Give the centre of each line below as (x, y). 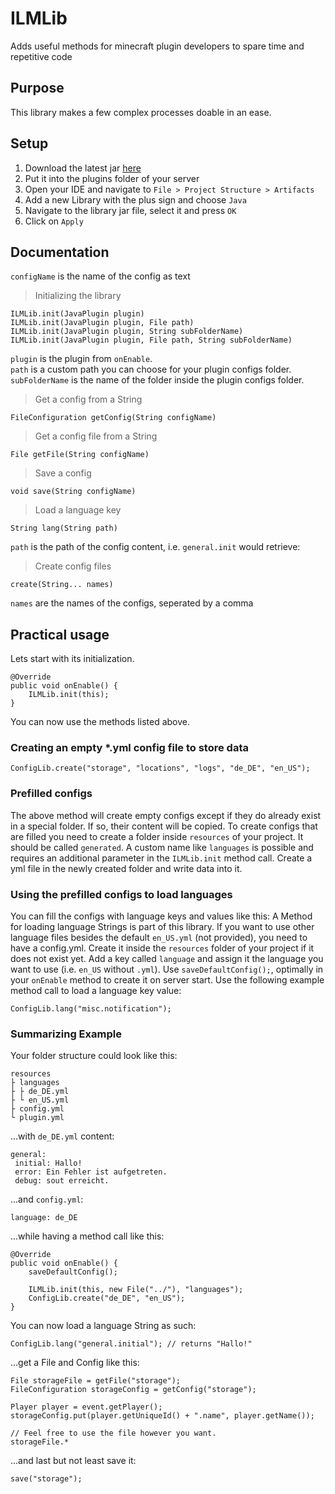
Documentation (60, 252)
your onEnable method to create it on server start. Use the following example (167, 980)
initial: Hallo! (48, 1163)
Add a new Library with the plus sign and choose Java (135, 199)
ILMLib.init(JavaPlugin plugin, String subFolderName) (127, 332)
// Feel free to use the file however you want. (113, 1433)
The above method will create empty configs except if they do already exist (166, 815)
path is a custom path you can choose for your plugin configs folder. (151, 369)
